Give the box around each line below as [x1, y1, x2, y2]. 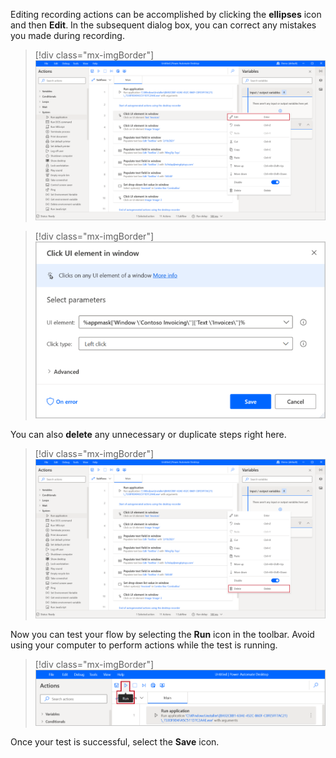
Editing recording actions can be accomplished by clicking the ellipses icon [10, 9, 322, 20]
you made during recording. [10, 30, 125, 41]
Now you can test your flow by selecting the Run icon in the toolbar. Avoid [10, 629, 315, 641]
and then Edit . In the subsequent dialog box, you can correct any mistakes [10, 19, 317, 31]
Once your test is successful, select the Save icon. [10, 735, 220, 748]
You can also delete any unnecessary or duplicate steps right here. [10, 428, 287, 440]
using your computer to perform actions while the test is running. [10, 639, 278, 651]
